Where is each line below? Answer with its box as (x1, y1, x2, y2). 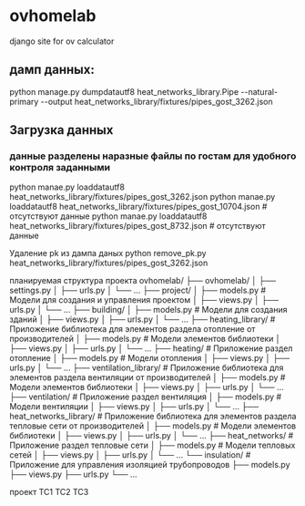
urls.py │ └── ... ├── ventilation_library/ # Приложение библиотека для (9, 362, 284, 374)
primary (9, 96, 39, 107)
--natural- (240, 86, 279, 97)
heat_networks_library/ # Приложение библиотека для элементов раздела (9, 411, 297, 422)
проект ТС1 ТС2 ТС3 (9, 487, 89, 498)
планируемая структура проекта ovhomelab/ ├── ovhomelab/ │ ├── (9, 275, 276, 286)
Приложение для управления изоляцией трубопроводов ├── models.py (9, 460, 290, 470)
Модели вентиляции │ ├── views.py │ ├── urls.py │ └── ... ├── (9, 401, 259, 412)
